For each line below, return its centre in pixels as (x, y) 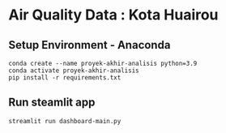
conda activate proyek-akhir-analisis (74, 71)
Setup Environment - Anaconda (90, 45)
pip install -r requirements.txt (65, 78)
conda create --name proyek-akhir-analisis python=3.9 (103, 63)
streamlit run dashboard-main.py (65, 121)
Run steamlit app (52, 103)
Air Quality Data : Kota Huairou (113, 15)
